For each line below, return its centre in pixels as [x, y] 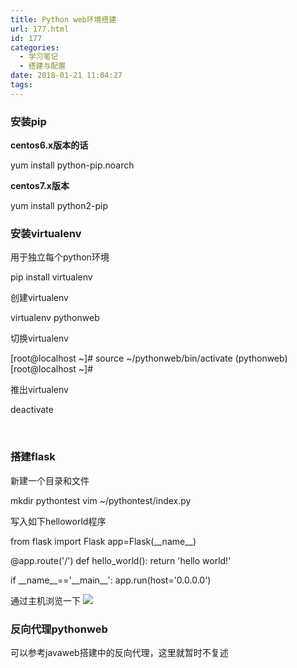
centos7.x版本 [40, 186]
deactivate [32, 410]
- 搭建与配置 [43, 66]
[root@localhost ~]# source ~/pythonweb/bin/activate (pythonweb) [149, 358]
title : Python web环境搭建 [63, 19]
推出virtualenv [39, 390]
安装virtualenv [46, 233]
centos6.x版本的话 [49, 145]
